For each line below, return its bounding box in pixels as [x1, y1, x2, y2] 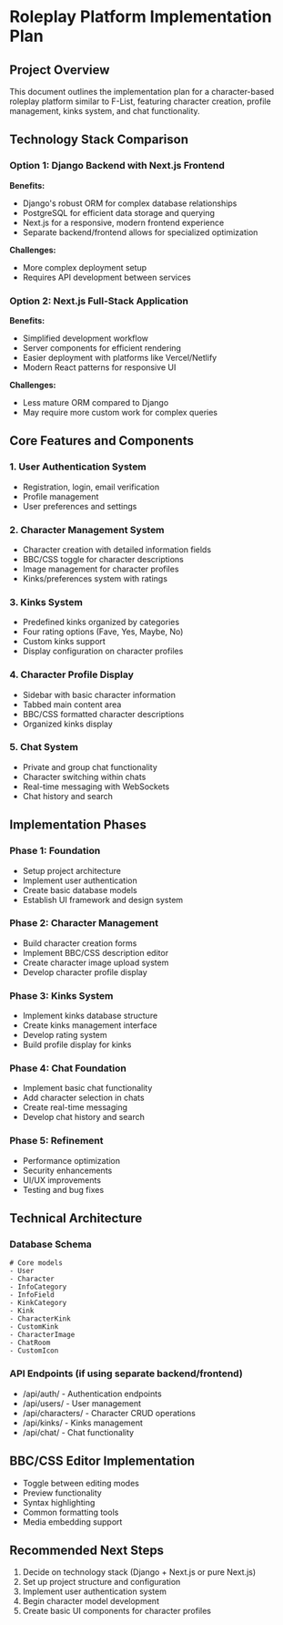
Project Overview [9, 62, 110, 77]
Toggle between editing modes [22, 1477, 139, 1488]
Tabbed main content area [22, 699, 122, 710]
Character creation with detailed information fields [22, 544, 212, 555]
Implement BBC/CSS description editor [22, 947, 169, 958]
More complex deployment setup [22, 262, 147, 273]
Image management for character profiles [22, 563, 179, 574]
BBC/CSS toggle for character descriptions [22, 553, 184, 564]
